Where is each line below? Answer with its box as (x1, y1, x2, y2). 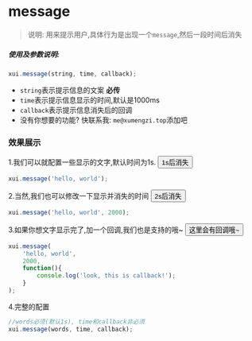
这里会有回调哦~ (188, 226, 240, 234)
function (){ (22, 265, 62, 273)
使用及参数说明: (8, 49, 60, 59)
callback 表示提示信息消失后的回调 (19, 105, 133, 114)
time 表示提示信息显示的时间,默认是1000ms (19, 95, 161, 105)
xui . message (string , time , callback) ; (8, 70, 137, 78)
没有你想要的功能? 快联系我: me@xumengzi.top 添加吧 (19, 114, 188, 125)
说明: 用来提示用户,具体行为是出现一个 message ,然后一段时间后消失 (27, 29, 242, 39)
